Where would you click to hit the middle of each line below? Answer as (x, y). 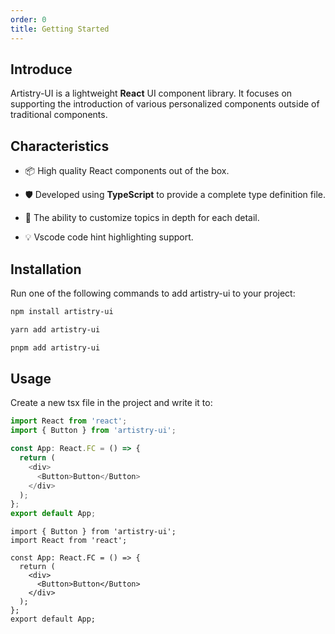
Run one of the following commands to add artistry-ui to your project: (153, 293)
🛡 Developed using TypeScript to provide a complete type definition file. (175, 195)
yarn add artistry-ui (55, 329)
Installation (46, 269)
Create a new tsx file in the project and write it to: (111, 403)
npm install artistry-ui (62, 311)
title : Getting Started (60, 29)
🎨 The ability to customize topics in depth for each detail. (142, 218)
